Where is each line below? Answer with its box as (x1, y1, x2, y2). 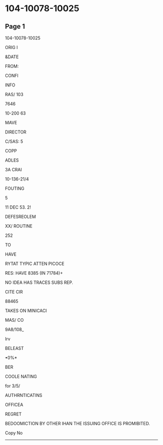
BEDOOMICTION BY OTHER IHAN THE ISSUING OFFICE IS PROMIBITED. (5, 421, 150, 426)
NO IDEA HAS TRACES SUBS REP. (5, 280, 74, 285)
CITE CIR (5, 289, 23, 295)
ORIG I (5, 45, 18, 50)
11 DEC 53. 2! (5, 204, 32, 210)
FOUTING (5, 185, 25, 191)
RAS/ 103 (5, 92, 23, 97)
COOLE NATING (5, 374, 37, 379)
